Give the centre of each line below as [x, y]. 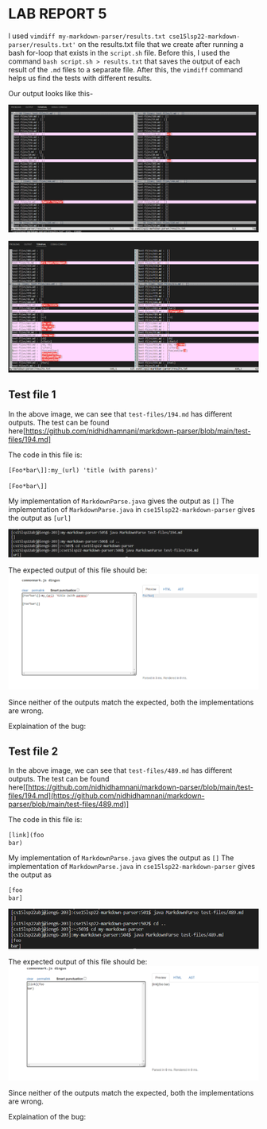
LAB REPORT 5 [58, 14]
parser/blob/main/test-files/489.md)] [69, 805]
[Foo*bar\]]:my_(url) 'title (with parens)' [83, 470]
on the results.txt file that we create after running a [161, 44]
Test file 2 [33, 751]
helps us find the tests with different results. [80, 78]
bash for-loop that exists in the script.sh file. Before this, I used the [119, 52]
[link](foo [26, 836]
